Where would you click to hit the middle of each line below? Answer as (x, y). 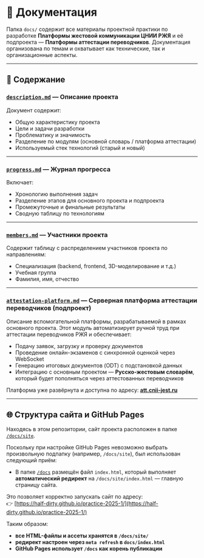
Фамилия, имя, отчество (47, 279)
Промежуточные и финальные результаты (70, 207)
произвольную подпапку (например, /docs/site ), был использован (93, 454)
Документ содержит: (34, 110)
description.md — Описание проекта (62, 97)
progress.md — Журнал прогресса (59, 169)
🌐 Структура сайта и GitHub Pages (75, 415)
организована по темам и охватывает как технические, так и (86, 49)
